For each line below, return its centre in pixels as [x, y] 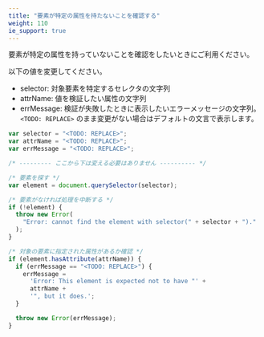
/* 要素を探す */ [34, 177]
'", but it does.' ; [62, 296]
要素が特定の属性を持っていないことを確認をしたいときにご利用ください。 [131, 55]
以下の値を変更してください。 [57, 71]
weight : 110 [28, 23]
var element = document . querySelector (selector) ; [93, 185]
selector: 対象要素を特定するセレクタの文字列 [95, 88]
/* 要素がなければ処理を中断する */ [61, 200]
